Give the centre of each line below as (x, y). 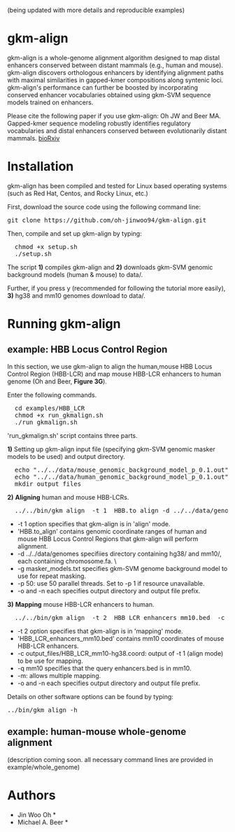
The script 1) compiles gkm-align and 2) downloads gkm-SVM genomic (110, 267)
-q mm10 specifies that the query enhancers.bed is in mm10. (104, 668)
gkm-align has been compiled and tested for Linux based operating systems (117, 185)
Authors (31, 795)
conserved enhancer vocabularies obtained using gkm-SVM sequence (109, 94)
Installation (41, 167)
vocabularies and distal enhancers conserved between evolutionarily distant (117, 131)
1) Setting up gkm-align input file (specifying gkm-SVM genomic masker (111, 449)
